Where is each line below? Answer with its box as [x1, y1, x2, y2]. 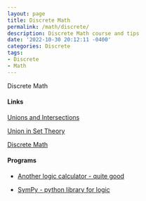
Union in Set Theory [7, 127, 65, 135]
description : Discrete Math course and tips [7, 29, 140, 37]
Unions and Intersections [7, 113, 80, 121]
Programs [7, 156, 37, 165]
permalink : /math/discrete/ [7, 23, 90, 30]
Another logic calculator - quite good [17, 172, 125, 181]
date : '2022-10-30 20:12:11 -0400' [7, 36, 112, 43]
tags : [7, 50, 23, 57]
